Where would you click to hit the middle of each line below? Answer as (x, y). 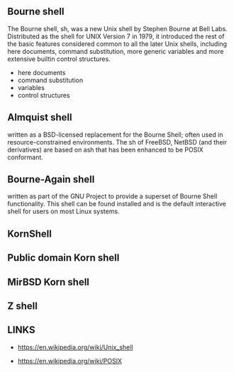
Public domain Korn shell (63, 258)
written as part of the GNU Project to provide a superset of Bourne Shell (112, 196)
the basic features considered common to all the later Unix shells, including (117, 44)
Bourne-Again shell (51, 180)
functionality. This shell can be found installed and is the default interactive (117, 204)
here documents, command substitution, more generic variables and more (116, 51)
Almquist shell (40, 117)
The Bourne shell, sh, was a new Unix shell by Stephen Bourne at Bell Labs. (118, 28)
